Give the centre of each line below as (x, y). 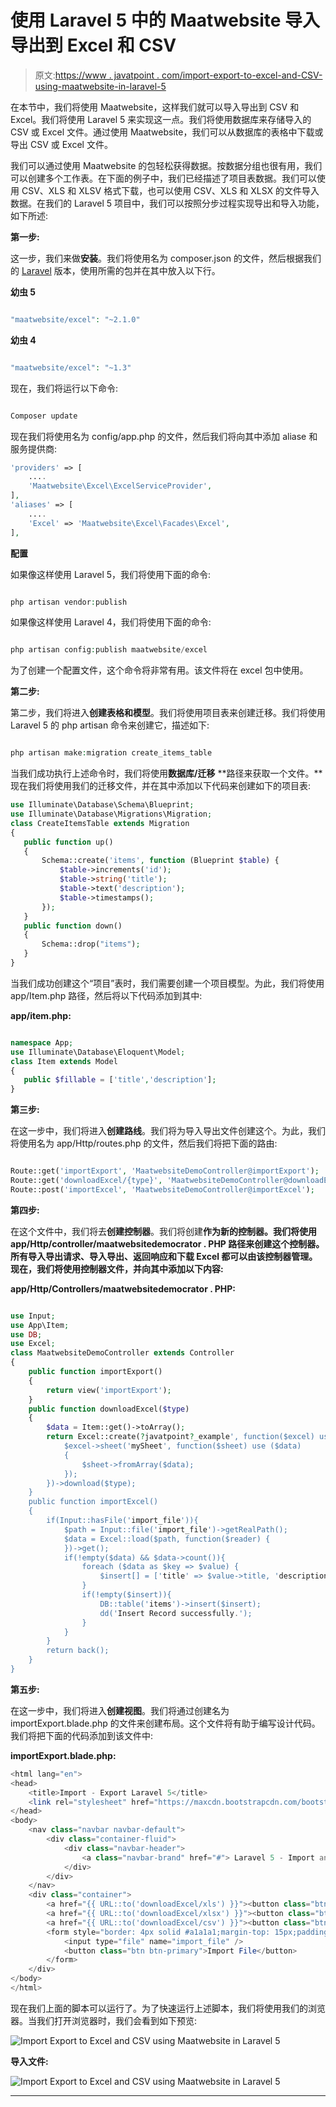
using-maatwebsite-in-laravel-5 (100, 86)
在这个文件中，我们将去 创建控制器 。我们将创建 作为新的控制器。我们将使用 (163, 1231)
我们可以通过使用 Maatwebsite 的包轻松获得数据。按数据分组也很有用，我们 (166, 165)
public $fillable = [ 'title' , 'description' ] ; (120, 1080)
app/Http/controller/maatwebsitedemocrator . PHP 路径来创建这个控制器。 (167, 1243)
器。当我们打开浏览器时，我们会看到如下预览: (104, 2020)
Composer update (44, 416)
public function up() (68, 842)
